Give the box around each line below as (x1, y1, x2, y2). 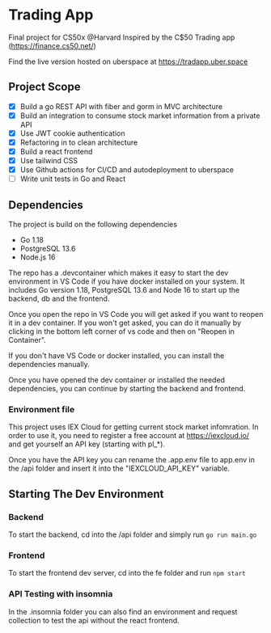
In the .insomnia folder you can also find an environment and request (8, 606, 238, 616)
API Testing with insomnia (8, 589, 113, 600)
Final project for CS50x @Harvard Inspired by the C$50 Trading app (8, 32, 235, 42)
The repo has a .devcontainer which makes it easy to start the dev (8, 268, 229, 278)
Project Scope (8, 80, 81, 94)
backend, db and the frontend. (8, 293, 110, 304)
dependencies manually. (8, 360, 91, 369)
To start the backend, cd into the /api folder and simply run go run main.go (8, 530, 257, 539)
